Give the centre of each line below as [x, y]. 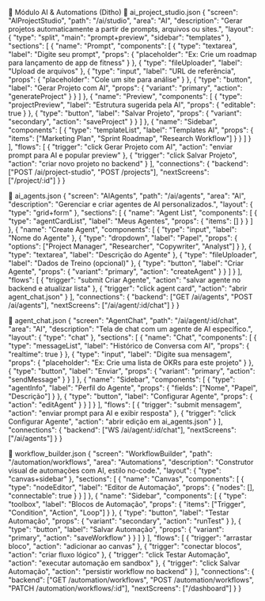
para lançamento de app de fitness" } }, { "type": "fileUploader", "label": [125, 63]
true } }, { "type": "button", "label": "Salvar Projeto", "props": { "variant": [125, 113]
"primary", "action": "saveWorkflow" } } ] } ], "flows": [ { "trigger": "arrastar [130, 538]
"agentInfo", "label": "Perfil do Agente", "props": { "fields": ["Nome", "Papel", [133, 388]
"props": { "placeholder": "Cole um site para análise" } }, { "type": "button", [131, 80]
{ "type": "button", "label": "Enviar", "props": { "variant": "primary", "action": [132, 371]
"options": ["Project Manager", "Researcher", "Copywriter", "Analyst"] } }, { [130, 246]
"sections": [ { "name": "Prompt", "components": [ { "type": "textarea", [123, 46]
